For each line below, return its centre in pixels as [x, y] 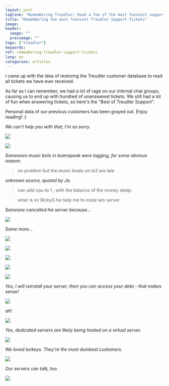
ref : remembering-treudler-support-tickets [52, 52]
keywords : [16, 47]
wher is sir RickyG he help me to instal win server [68, 200]
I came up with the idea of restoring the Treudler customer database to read [84, 76]
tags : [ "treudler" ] [26, 43]
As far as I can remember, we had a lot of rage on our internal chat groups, [82, 91]
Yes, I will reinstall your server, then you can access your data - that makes [83, 286]
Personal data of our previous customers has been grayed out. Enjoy [76, 112]
